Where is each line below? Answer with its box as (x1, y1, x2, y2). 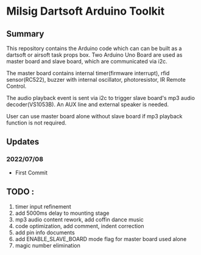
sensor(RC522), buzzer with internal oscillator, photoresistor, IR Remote (6, 76, 186, 83)
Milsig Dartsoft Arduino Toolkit (6, 4, 165, 18)
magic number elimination (15, 242, 80, 249)
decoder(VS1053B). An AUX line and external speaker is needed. (6, 101, 169, 108)
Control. (6, 82, 27, 90)
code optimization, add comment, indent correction (15, 222, 144, 229)
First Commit (15, 169, 48, 176)
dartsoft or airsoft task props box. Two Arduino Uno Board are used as (6, 51, 183, 59)
